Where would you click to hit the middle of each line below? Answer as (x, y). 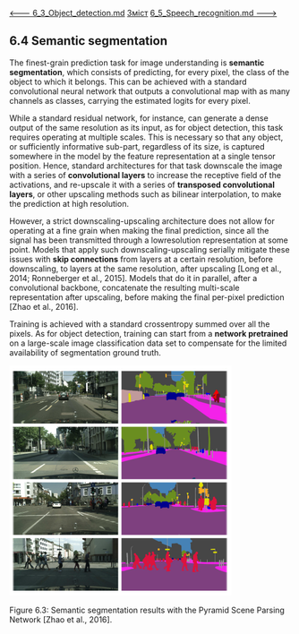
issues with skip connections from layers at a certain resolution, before (141, 259)
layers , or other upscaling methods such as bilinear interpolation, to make (145, 194)
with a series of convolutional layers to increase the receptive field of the (145, 175)
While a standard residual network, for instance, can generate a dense (139, 118)
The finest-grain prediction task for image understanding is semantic (137, 63)
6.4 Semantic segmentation (89, 41)
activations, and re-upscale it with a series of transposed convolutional (142, 184)
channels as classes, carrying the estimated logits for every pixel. (130, 100)
